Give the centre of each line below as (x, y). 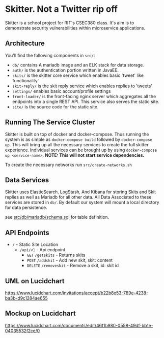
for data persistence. (26, 207)
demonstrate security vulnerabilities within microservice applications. (75, 28)
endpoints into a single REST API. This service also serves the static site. (86, 101)
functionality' (26, 80)
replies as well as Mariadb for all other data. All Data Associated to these (78, 197)
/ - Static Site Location (35, 244)
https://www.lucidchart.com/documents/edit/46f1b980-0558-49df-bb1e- (79, 325)
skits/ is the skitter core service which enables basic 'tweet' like (78, 75)
